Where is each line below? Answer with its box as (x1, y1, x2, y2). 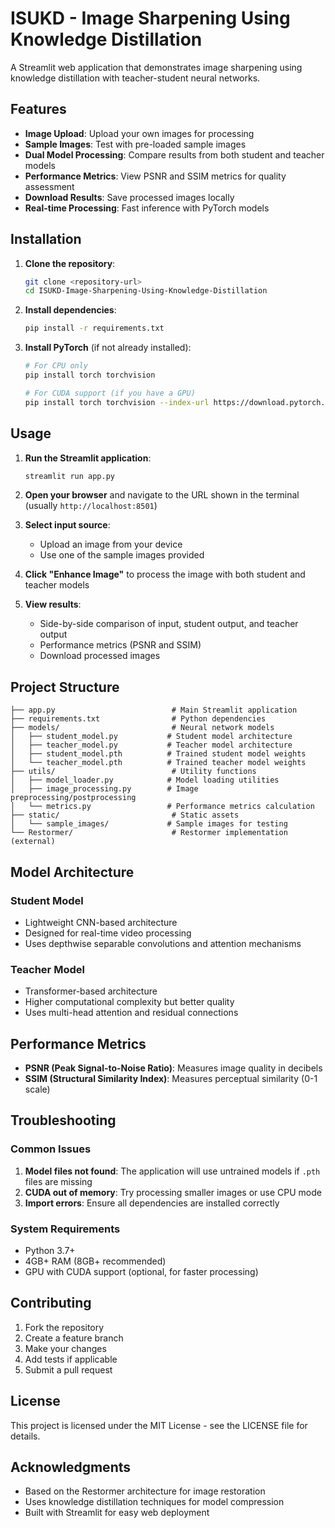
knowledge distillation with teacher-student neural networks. (10, 72, 261, 84)
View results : (24, 598, 82, 611)
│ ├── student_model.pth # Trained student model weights (10, 749, 307, 759)
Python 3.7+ (24, 1244, 76, 1256)
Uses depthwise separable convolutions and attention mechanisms (24, 937, 302, 949)
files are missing (24, 1175, 93, 1187)
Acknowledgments (10, 1458, 132, 1476)
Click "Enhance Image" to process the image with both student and (24, 568, 306, 581)
